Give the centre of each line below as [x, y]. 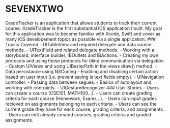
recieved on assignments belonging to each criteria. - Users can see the [81, 104]
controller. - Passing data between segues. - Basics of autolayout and [78, 82]
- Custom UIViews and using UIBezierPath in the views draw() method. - [81, 66]
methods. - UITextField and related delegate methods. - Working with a [80, 50]
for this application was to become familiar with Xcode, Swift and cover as [83, 34]
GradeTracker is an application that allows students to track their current [81, 23]
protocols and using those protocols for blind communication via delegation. [85, 60]
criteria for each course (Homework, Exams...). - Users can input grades [81, 98]
